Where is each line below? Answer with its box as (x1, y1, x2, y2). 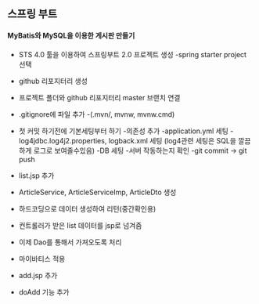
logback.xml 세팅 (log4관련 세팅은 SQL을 (108, 136, 236, 145)
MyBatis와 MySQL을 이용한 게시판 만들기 (7, 31, 135, 40)
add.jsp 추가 (18, 270, 58, 280)
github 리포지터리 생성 (18, 76, 88, 85)
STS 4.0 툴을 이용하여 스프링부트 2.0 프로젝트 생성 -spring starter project (18, 49, 247, 59)
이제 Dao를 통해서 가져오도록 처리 (18, 237, 122, 247)
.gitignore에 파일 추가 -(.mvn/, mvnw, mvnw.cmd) (18, 109, 175, 119)
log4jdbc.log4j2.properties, (18, 136, 107, 145)
